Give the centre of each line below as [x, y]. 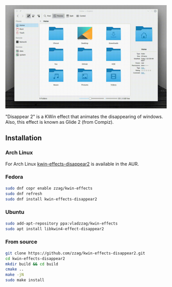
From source [21, 242]
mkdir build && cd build [32, 264]
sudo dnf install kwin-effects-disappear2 [51, 199]
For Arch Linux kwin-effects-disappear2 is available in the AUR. [72, 164]
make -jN [15, 275]
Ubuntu [15, 212]
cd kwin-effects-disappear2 [35, 258]
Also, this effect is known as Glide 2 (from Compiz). [60, 122]
